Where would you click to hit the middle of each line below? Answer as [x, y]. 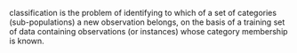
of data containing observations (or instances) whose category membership [148, 31]
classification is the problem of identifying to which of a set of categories [143, 13]
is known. [27, 41]
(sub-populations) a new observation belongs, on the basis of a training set [147, 22]
